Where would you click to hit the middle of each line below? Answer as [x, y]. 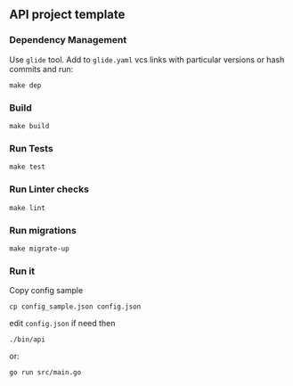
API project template [67, 15]
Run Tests [31, 148]
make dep [25, 85]
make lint [28, 208]
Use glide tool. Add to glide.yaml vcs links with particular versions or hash [147, 59]
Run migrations [43, 230]
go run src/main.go [45, 373]
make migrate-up [39, 249]
